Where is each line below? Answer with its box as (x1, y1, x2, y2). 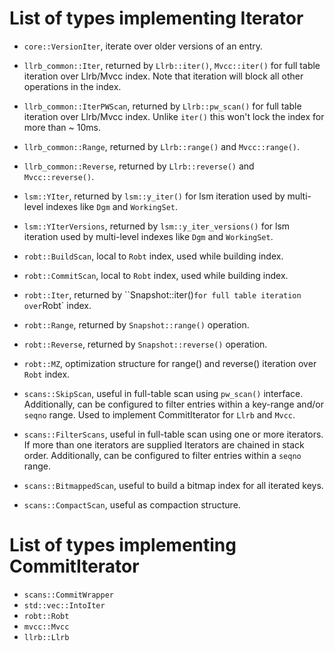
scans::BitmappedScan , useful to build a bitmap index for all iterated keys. (23, 479, 324, 491)
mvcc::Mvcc (23, 622, 70, 632)
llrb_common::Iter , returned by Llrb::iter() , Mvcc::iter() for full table (23, 59, 321, 71)
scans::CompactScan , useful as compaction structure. (23, 498, 241, 511)
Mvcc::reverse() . (23, 170, 95, 182)
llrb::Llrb (23, 632, 70, 642)
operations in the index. (23, 80, 122, 92)
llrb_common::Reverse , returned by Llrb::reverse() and (23, 160, 255, 172)
